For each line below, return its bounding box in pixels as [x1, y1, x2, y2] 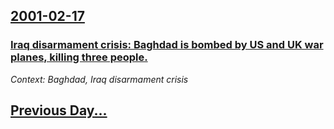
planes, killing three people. [10, 50, 148, 64]
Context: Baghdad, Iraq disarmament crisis [10, 73, 189, 85]
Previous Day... [10, 102, 108, 119]
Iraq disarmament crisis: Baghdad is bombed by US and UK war [10, 38, 324, 52]
